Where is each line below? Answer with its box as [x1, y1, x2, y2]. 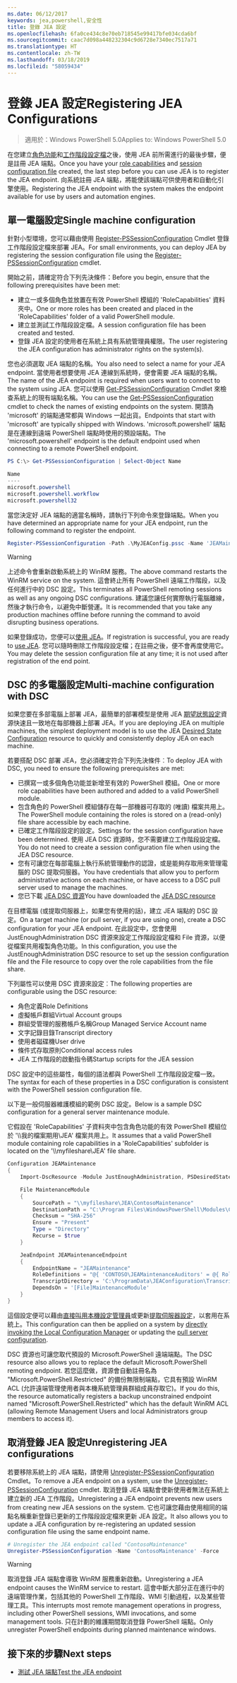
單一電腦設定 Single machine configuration [7, 214, 196, 226]
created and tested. [17, 329, 75, 337]
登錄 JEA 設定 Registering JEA [7, 95, 183, 112]
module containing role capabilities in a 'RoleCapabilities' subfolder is [7, 1139, 209, 1148]
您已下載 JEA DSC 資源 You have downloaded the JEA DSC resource [17, 892, 216, 900]
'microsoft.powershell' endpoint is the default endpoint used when [7, 437, 200, 445]
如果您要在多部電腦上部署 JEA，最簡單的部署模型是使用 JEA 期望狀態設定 [7, 710, 221, 719]
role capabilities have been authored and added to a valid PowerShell [17, 786, 219, 795]
